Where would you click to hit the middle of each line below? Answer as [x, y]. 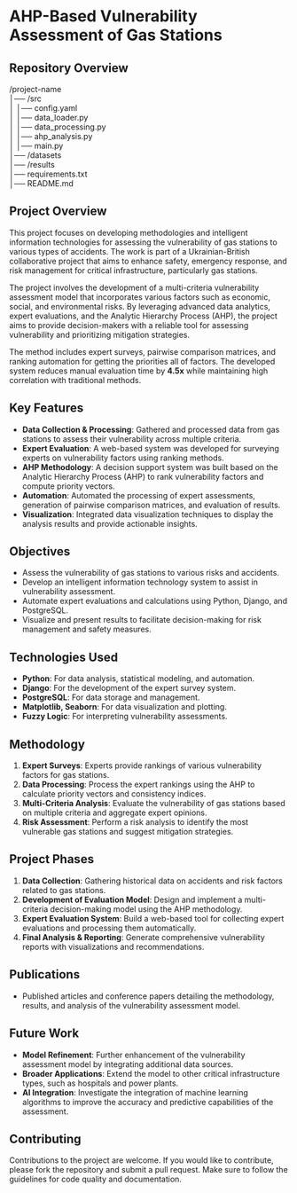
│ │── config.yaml [43, 108]
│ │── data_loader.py [49, 118]
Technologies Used [63, 657]
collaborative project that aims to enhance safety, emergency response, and [148, 261]
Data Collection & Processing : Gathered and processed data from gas [151, 429]
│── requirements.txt [48, 174]
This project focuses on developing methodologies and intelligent [129, 232]
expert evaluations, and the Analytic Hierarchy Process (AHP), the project [143, 316]
